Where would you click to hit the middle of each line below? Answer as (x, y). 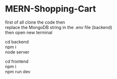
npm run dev (18, 71)
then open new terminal (29, 32)
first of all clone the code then (35, 22)
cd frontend (17, 61)
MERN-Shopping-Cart (50, 9)
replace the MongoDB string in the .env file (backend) (59, 27)
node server (17, 52)
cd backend (17, 41)
